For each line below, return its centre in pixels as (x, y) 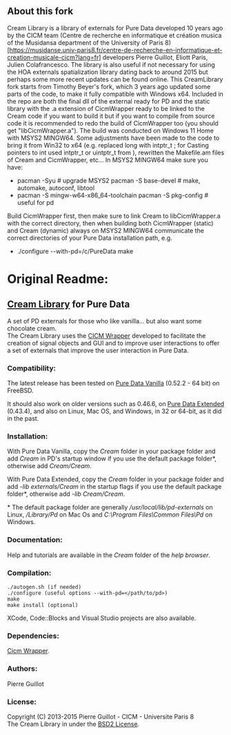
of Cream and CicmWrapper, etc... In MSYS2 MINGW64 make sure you (108, 160)
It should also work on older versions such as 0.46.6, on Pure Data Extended (116, 404)
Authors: (22, 669)
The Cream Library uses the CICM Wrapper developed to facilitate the (107, 335)
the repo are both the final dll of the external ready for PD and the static (109, 101)
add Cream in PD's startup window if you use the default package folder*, (112, 459)
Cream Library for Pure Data (69, 304)
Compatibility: (32, 368)
